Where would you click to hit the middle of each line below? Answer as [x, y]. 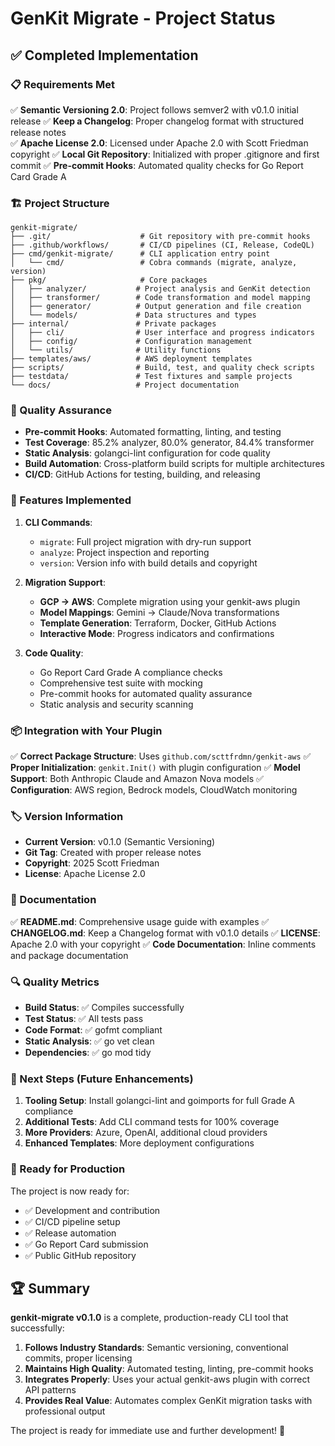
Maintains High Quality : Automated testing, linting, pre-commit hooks [169, 1369]
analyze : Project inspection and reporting [124, 552]
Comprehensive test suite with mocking [121, 683]
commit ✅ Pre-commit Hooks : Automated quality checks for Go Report [157, 165]
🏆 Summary [50, 1288]
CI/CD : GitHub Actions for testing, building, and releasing [142, 474]
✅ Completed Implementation [104, 55]
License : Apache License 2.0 [85, 874]
